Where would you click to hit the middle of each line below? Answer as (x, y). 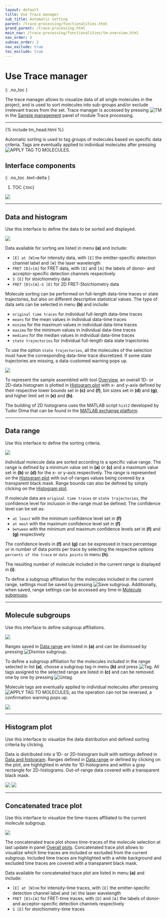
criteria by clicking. (25, 744)
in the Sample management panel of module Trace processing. (70, 116)
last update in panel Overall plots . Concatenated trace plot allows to (75, 847)
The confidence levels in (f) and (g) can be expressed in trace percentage (81, 544)
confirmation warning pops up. (37, 697)
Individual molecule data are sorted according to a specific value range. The (83, 462)
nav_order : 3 (19, 38)
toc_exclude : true (24, 51)
